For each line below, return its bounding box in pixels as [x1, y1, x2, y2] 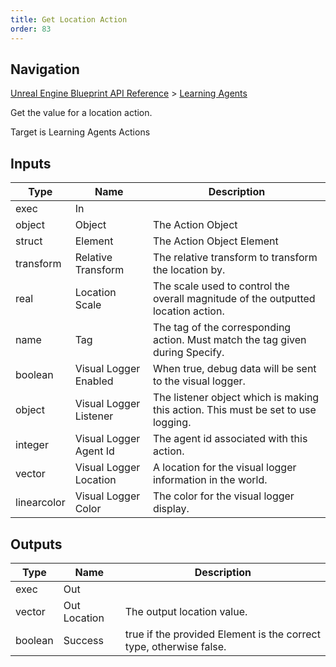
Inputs [10, 155, 52, 172]
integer [15, 438, 49, 452]
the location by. [152, 263, 226, 277]
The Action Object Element [152, 234, 279, 248]
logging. [152, 416, 192, 430]
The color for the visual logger [152, 489, 295, 503]
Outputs [10, 536, 63, 553]
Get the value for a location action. [10, 107, 153, 119]
